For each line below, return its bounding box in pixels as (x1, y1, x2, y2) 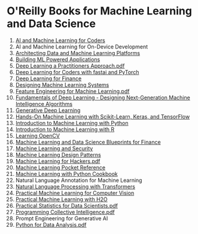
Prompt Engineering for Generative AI (15, 214, 108, 222)
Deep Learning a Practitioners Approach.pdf (15, 62, 125, 69)
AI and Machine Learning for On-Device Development (15, 43, 148, 50)
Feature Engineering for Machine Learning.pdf (15, 87, 130, 95)
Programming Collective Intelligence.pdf (15, 208, 115, 215)
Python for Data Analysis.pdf (15, 221, 87, 228)
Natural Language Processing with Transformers (15, 183, 135, 190)
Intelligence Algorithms (15, 100, 73, 107)
